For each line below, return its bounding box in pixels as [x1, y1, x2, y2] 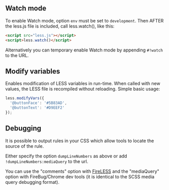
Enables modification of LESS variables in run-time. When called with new [5, 80, 160, 87]
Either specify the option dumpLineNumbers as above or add [5, 153, 127, 159]
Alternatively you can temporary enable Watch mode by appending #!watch [5, 47, 163, 53]
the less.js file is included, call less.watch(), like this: [5, 23, 115, 29]
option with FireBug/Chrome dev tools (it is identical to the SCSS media [5, 173, 155, 180]
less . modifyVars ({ [5, 96, 44, 101]
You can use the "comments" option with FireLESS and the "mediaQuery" [5, 168, 159, 174]
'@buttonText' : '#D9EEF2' [10, 105, 65, 111]
